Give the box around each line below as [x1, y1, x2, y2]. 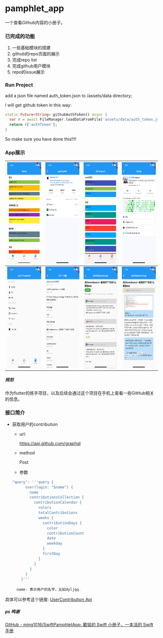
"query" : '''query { [12, 479, 54, 485]
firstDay [43, 552, 61, 556]
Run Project [5, 82, 33, 88]
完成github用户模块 [12, 63, 51, 69]
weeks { [38, 515, 54, 520]
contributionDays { [43, 520, 82, 525]
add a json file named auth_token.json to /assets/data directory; [5, 93, 132, 99]
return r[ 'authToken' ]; [9, 122, 57, 127]
